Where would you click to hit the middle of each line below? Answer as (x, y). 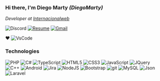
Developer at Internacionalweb (37, 19)
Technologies (22, 51)
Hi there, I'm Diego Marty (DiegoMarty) (54, 8)
